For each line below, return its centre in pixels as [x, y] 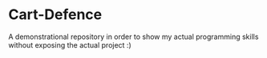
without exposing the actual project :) [70, 44]
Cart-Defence [55, 15]
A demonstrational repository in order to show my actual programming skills [133, 37]
